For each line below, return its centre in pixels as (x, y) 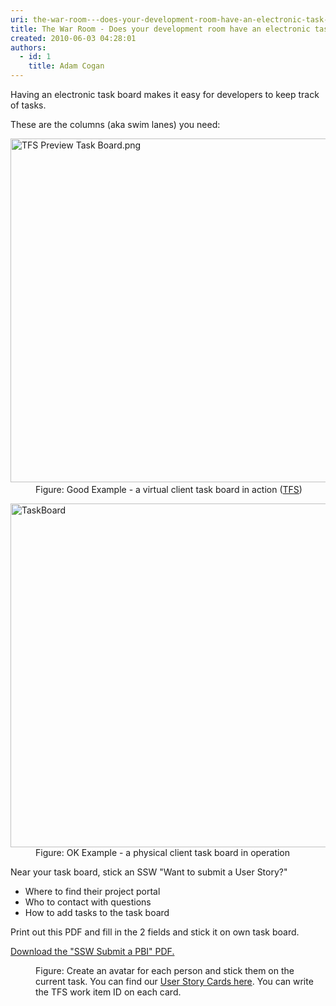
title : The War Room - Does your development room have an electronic (160, 29)
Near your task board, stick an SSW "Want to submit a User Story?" (149, 872)
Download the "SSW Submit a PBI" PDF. (92, 951)
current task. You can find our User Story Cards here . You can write (174, 981)
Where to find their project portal (92, 891)
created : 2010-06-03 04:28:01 (73, 38)
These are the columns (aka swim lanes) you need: (115, 124)
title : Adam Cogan (66, 66)
